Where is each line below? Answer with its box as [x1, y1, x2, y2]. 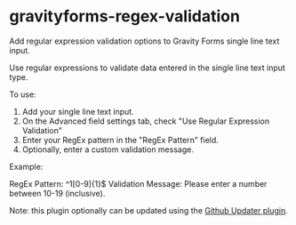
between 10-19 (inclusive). [9, 188, 106, 198]
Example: [9, 161, 44, 172]
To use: [9, 89, 37, 100]
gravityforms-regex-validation [9, 6, 240, 27]
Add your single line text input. [21, 106, 135, 117]
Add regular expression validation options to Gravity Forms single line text [9, 36, 280, 46]
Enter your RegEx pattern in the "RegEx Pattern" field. [21, 134, 220, 145]
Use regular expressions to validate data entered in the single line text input [9, 62, 286, 73]
